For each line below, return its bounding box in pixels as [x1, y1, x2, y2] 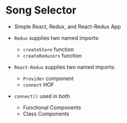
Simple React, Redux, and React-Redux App [14, 23, 121, 30]
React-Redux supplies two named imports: [14, 63, 116, 71]
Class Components [22, 110, 70, 117]
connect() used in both [14, 92, 70, 99]
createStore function [22, 45, 74, 53]
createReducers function [22, 52, 82, 59]
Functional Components [22, 104, 82, 111]
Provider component [22, 75, 74, 82]
